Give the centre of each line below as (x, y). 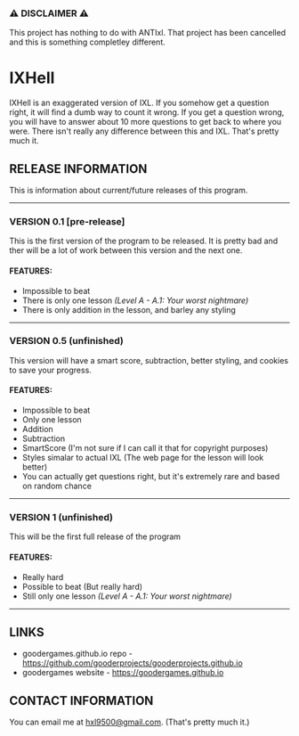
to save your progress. (50, 370)
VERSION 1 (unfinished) (61, 517)
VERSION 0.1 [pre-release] (67, 221)
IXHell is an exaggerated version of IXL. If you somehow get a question (139, 103)
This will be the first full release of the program (95, 536)
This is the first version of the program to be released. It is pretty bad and (144, 241)
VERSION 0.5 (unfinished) (67, 341)
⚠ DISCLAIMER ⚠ (49, 13)
